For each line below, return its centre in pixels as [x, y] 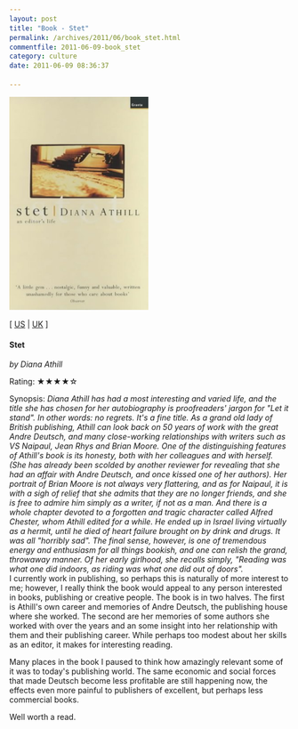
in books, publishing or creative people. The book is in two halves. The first [147, 597]
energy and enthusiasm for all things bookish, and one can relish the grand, [149, 550]
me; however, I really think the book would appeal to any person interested [146, 588]
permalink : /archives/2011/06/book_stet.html [95, 37]
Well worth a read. [43, 717]
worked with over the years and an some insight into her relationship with [144, 626]
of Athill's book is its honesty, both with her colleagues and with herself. [141, 456]
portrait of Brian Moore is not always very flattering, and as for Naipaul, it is [149, 484]
